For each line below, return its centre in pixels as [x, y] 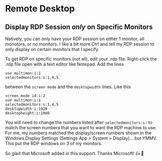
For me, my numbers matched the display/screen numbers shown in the [79, 133]
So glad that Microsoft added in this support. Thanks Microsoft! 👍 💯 [75, 153]
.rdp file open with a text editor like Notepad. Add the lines [65, 64]
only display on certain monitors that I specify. [52, 49]
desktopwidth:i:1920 [27, 109]
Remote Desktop [40, 9]
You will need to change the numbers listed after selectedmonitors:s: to [79, 122]
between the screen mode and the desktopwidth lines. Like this [68, 87]
